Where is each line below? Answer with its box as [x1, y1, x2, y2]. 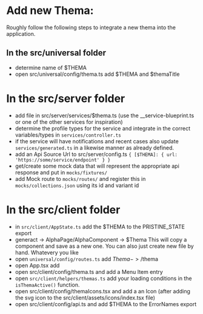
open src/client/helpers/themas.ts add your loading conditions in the [15, 275, 192, 282]
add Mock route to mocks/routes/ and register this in [15, 175, 146, 182]
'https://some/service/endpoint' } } [15, 157, 111, 163]
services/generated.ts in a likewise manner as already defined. [15, 144, 175, 151]
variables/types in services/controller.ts [15, 131, 121, 138]
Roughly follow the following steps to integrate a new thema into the [6, 24, 176, 31]
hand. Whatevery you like [15, 248, 79, 256]
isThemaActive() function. [15, 281, 80, 288]
